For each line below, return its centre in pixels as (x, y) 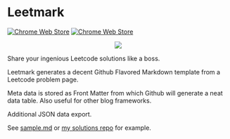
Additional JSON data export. (50, 114)
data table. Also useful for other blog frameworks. (79, 100)
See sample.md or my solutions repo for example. (79, 128)
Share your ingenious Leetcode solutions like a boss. (84, 58)
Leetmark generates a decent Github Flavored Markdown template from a (114, 72)
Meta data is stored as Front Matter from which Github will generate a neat (115, 93)
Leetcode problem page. (43, 79)
